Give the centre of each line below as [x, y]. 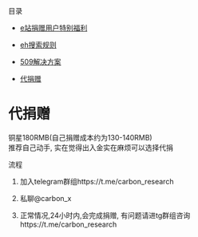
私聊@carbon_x [46, 198]
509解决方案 [40, 62]
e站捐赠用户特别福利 [53, 28]
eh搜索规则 [38, 45]
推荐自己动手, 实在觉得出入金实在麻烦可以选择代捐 [91, 147]
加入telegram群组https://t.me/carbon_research [97, 181]
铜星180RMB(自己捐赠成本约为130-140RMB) [81, 137]
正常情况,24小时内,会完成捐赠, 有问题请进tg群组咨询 [105, 215]
